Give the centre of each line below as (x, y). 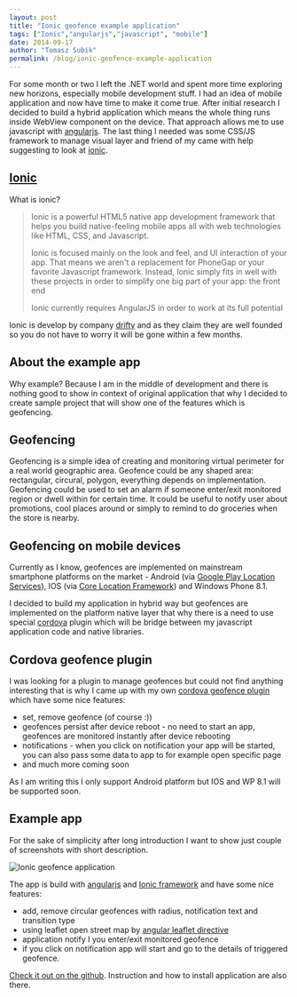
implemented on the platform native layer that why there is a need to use (141, 613)
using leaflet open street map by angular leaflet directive (125, 929)
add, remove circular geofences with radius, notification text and (140, 911)
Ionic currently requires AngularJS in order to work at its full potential (157, 307)
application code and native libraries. (77, 632)
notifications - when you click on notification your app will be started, (148, 746)
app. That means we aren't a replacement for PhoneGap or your (148, 262)
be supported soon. (45, 791)
